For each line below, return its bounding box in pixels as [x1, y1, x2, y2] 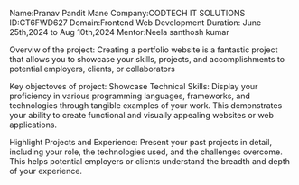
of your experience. [9, 166, 83, 176]
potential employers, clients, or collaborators [9, 63, 176, 74]
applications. [9, 119, 57, 130]
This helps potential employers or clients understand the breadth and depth [9, 156, 291, 166]
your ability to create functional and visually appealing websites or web [9, 110, 274, 120]
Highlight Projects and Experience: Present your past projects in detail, [9, 137, 273, 147]
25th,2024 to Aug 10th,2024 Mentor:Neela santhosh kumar [9, 27, 229, 37]
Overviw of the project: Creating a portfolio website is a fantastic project [9, 44, 278, 55]
